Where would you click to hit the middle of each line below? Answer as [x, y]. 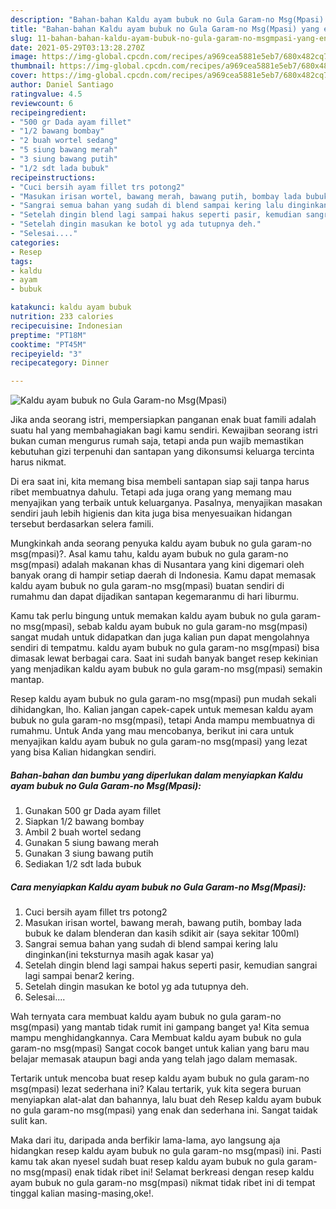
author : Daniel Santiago [62, 85]
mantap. [27, 680]
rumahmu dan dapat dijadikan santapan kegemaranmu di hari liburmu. [155, 597]
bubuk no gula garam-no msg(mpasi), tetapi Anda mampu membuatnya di [163, 720]
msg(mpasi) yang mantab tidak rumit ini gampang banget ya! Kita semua [160, 1027]
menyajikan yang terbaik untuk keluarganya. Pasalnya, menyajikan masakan [166, 503]
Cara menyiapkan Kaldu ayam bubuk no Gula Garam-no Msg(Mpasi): [158, 887]
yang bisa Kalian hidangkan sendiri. [83, 752]
